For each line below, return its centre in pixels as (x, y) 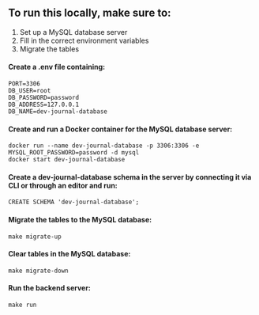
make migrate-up (35, 237)
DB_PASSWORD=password (44, 98)
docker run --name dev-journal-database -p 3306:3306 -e (104, 146)
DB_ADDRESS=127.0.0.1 (44, 105)
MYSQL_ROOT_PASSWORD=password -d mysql (74, 153)
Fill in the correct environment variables (84, 40)
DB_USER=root (30, 91)
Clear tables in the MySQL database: (69, 254)
